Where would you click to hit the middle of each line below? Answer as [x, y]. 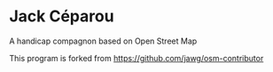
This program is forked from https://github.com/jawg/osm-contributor [136, 58]
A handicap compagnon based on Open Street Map [103, 41]
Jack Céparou [62, 16]
